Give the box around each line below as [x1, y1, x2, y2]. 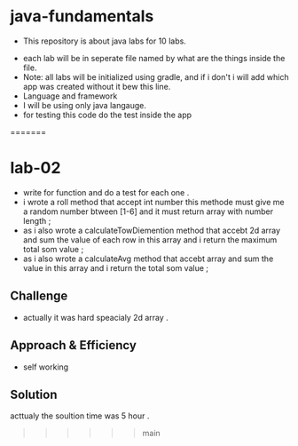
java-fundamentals [10, 6, 154, 27]
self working [22, 362, 69, 372]
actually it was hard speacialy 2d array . [22, 312, 169, 323]
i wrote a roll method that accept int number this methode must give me [22, 196, 285, 207]
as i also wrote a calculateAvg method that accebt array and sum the [22, 253, 274, 264]
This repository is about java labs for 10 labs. [22, 36, 187, 46]
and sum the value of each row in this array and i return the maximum [22, 234, 278, 245]
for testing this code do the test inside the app [22, 109, 192, 120]
